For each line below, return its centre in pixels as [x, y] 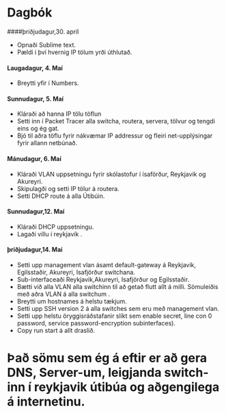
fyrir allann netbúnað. [47, 143]
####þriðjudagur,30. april [43, 32]
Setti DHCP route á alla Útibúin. [61, 196]
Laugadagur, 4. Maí [35, 68]
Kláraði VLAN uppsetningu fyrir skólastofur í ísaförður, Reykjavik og [111, 174]
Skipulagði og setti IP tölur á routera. [68, 188]
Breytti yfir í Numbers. [48, 83]
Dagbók [30, 13]
